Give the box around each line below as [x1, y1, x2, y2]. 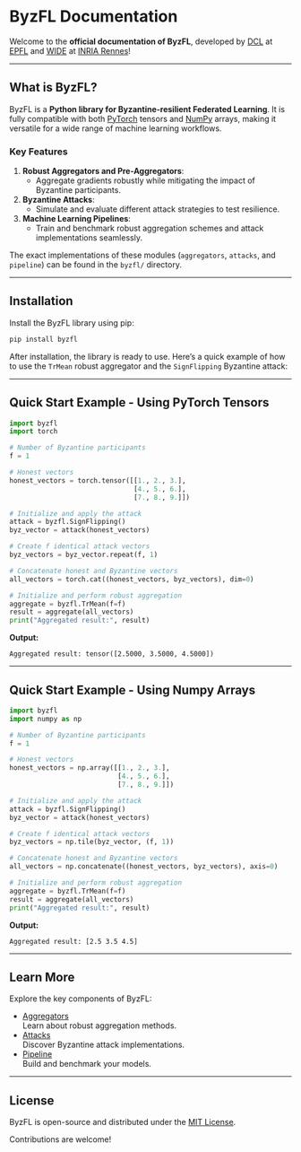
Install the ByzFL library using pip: [9, 317, 134, 328]
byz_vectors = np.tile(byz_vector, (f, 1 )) [9, 837, 175, 847]
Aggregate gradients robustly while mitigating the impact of [35, 175, 255, 186]
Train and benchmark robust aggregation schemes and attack [35, 223, 264, 234]
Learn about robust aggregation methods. [21, 1020, 177, 1031]
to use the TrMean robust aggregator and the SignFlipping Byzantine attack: [9, 361, 288, 371]
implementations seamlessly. [35, 232, 143, 243]
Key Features [9, 145, 69, 158]
